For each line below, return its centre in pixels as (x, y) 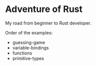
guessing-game (29, 42)
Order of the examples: (29, 32)
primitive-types (28, 58)
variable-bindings (30, 47)
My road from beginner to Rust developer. (48, 23)
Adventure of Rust (44, 9)
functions (22, 53)
